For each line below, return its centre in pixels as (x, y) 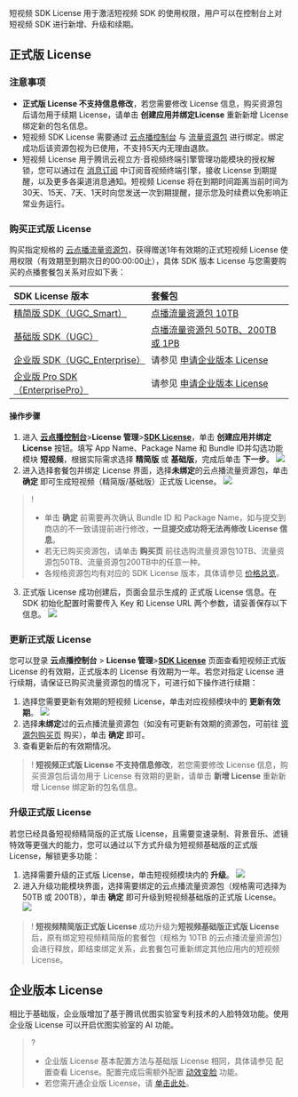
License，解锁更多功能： (55, 855)
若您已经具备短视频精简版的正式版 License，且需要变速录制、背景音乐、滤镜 (149, 833)
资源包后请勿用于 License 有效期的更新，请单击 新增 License (150, 776)
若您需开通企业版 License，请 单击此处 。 (119, 1083)
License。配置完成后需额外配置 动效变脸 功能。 (156, 1072)
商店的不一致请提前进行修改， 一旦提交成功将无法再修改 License (161, 529)
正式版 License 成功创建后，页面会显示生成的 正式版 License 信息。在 (149, 592)
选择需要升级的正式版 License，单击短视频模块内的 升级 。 (128, 875)
